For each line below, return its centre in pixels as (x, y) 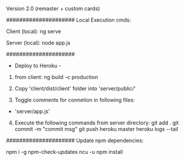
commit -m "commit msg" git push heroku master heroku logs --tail (96, 129)
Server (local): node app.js (38, 43)
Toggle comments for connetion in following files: (75, 100)
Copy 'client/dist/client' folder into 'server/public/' (75, 88)
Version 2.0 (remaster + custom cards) (53, 9)
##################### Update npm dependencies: (75, 140)
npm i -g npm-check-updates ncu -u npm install (65, 152)
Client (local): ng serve (34, 31)
